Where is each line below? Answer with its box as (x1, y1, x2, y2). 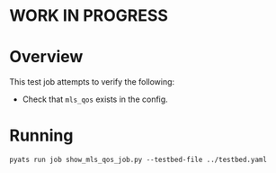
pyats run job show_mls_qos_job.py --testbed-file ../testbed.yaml (9, 155, 268, 165)
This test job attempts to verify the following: (9, 77, 175, 87)
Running (9, 125, 74, 146)
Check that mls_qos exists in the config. (22, 94, 168, 105)
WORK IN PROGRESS (9, 5, 169, 26)
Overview (9, 47, 84, 68)
